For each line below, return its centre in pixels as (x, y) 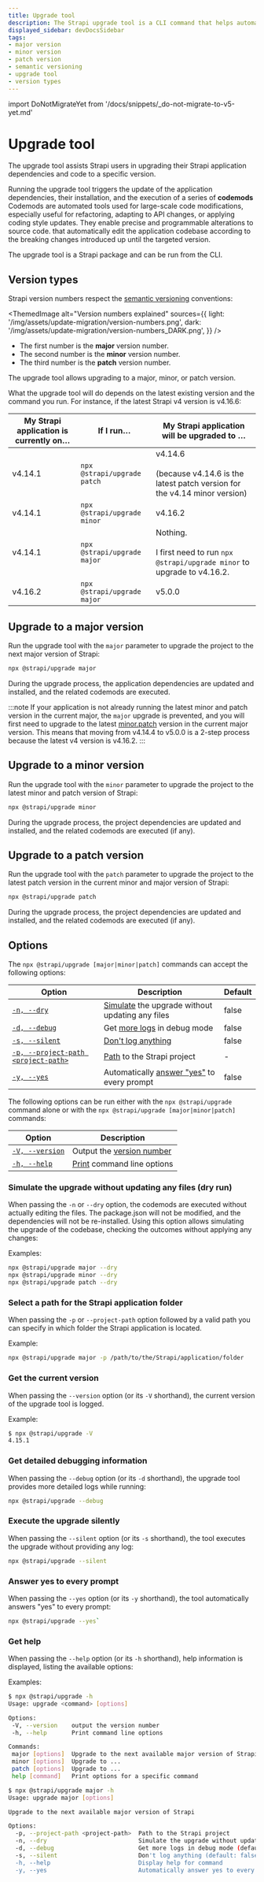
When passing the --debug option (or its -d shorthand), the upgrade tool (124, 1478)
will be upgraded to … (204, 436)
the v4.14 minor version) (202, 493)
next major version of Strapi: (54, 654)
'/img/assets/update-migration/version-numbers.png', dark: (105, 322)
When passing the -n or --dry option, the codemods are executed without (128, 1205)
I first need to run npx (194, 552)
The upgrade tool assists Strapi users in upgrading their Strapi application (127, 165)
